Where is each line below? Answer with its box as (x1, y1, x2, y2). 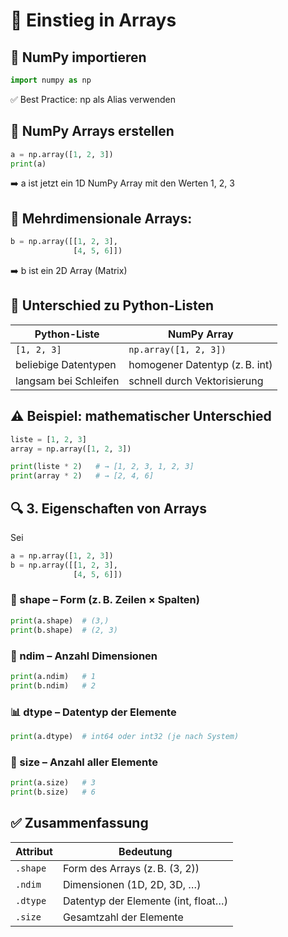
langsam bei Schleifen (15, 374, 120, 388)
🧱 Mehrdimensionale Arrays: (10, 210, 193, 227)
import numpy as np (10, 75, 92, 85)
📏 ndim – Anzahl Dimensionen (10, 649, 158, 663)
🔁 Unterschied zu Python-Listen (10, 297, 215, 314)
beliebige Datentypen (15, 357, 117, 371)
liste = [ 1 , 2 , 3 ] (10, 434, 87, 444)
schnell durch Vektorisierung (128, 374, 264, 388)
